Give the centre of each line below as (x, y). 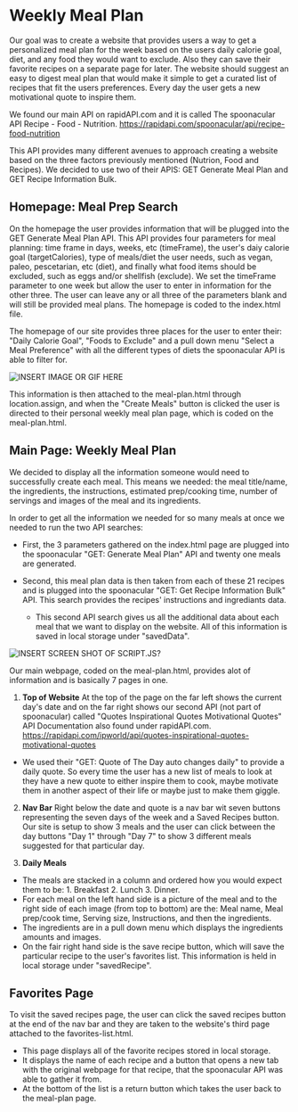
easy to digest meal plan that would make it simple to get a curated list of (143, 78)
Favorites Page (52, 993)
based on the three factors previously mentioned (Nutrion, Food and (134, 160)
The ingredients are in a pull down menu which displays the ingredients (153, 927)
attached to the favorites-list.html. (71, 1034)
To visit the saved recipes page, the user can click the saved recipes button (148, 1015)
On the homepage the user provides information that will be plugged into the (149, 228)
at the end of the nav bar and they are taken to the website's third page (140, 1024)
